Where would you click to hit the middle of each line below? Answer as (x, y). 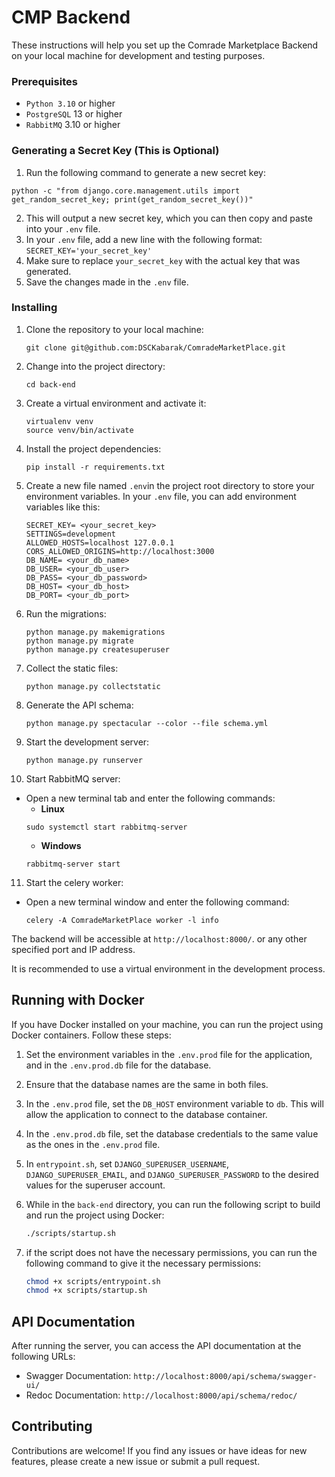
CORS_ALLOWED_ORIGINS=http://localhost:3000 (120, 551)
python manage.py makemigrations (95, 632)
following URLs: (43, 1357)
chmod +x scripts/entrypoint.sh (93, 1281)
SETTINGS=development (70, 534)
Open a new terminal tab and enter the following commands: (150, 798)
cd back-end (50, 384)
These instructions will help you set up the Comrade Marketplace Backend (165, 45)
